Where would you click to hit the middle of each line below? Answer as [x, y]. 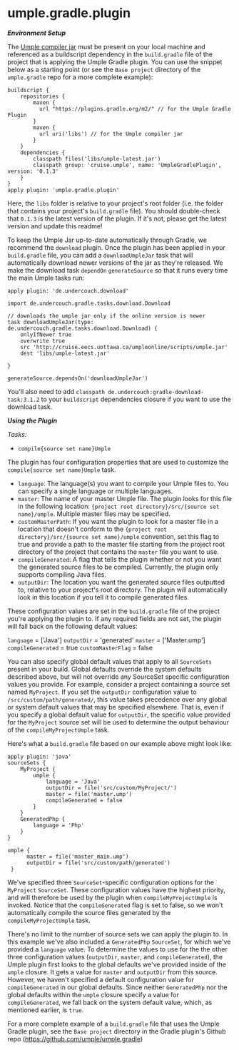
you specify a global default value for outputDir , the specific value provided [119, 715]
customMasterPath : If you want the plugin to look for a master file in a [118, 521]
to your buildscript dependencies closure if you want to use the [136, 399]
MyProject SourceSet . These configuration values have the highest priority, [117, 889]
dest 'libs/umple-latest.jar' [65, 353]
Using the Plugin [32, 420]
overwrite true [43, 340]
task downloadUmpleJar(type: [51, 322]
